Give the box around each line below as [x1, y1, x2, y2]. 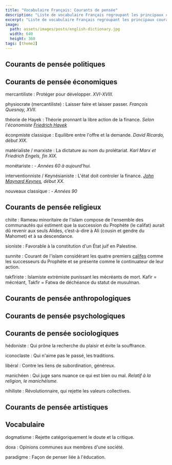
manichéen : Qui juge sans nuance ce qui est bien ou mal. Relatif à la [5, 373, 151, 379]
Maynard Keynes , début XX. [5, 178, 65, 184]
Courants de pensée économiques [5, 78, 118, 86]
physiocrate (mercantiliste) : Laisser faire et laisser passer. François [5, 101, 148, 107]
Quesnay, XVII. [5, 106, 37, 113]
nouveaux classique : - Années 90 [5, 188, 78, 194]
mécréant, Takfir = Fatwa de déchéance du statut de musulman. [5, 279, 141, 285]
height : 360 [10, 36, 36, 42]
